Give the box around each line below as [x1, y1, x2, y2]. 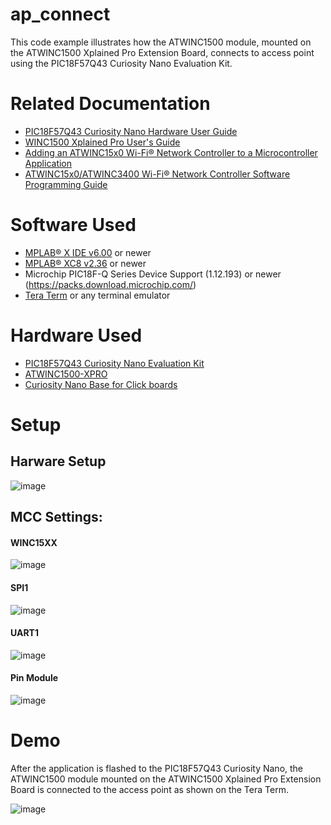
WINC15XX [10, 536, 58, 548]
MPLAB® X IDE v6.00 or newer [24, 246, 152, 258]
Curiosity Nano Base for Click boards [24, 378, 178, 390]
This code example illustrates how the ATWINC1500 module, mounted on [10, 36, 312, 48]
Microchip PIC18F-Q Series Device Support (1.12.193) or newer [24, 268, 282, 280]
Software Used [10, 214, 137, 237]
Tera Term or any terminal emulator [24, 289, 171, 301]
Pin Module [10, 672, 59, 684]
